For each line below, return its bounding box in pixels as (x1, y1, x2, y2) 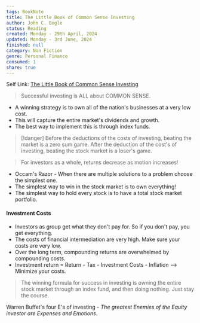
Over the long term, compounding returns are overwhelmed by (14, 248, 170, 255)
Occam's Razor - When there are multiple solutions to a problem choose (14, 170, 193, 178)
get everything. (14, 229, 53, 236)
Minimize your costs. (14, 267, 66, 275)
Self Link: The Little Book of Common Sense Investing (6, 81, 139, 88)
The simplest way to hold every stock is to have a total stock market (14, 190, 182, 197)
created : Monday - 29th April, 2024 (6, 31, 97, 37)
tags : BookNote (6, 8, 44, 15)
